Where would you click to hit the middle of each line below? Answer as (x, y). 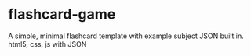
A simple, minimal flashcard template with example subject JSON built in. (126, 36)
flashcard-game (62, 14)
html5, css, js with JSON (47, 44)
